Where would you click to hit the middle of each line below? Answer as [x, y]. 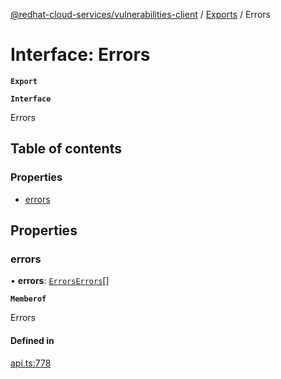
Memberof [28, 299]
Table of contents [66, 149]
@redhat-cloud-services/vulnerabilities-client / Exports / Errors [140, 14]
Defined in [32, 340]
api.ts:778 [31, 363]
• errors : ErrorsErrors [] [60, 281]
